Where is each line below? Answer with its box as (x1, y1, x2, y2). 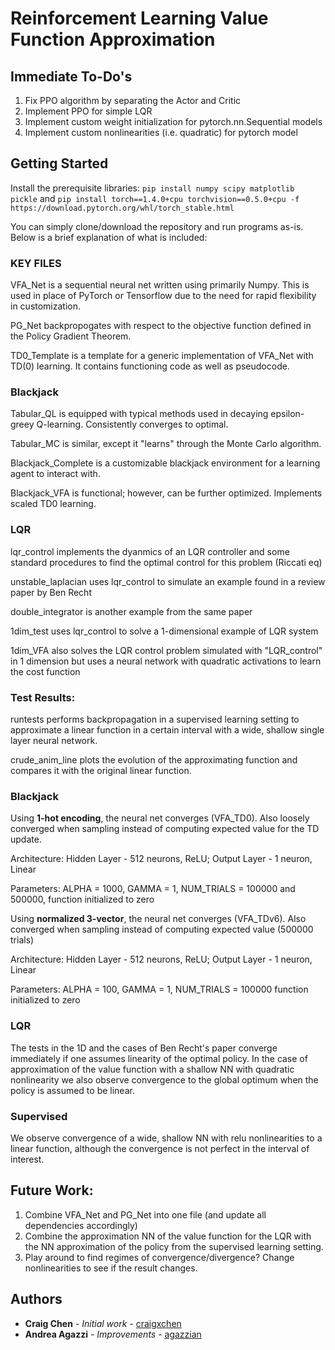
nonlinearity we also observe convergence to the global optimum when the (10, 1073, 319, 1086)
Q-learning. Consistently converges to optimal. (36, 418, 229, 431)
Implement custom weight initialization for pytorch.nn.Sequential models (24, 116, 323, 127)
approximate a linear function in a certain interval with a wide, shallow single (10, 724, 325, 736)
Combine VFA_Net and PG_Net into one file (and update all (24, 1208, 267, 1221)
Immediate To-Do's (10, 68, 133, 85)
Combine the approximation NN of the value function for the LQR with (24, 1230, 312, 1242)
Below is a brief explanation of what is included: (10, 231, 208, 243)
